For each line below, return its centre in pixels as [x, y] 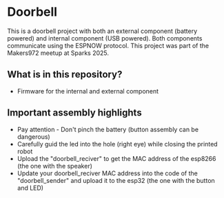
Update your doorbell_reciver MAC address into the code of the [107, 173]
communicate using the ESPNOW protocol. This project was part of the [108, 45]
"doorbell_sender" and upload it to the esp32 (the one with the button [116, 180]
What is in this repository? [65, 75]
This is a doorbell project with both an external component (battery [102, 31]
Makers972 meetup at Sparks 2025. [58, 53]
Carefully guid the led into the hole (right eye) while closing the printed [118, 144]
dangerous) [33, 136]
